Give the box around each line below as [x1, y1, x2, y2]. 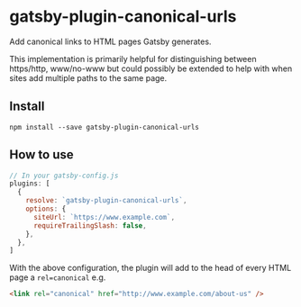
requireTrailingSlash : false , [32, 221, 147, 230]
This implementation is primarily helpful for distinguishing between [9, 53, 257, 64]
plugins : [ [9, 179, 50, 188]
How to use [9, 147, 74, 163]
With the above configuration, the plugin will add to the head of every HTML [9, 263, 292, 274]
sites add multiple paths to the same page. [9, 72, 168, 83]
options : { [25, 204, 67, 213]
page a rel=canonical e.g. [9, 272, 106, 283]
